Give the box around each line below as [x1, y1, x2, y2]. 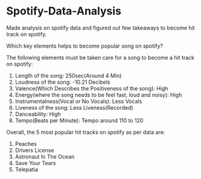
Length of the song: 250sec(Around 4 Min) [14, 72, 122, 79]
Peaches [14, 140, 37, 147]
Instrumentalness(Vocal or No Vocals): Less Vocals [14, 98, 142, 105]
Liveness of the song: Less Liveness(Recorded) [14, 104, 134, 111]
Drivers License [14, 146, 54, 154]
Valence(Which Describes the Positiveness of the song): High [14, 84, 168, 92]
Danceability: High [14, 110, 62, 118]
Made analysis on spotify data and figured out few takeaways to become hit [6, 24, 195, 31]
